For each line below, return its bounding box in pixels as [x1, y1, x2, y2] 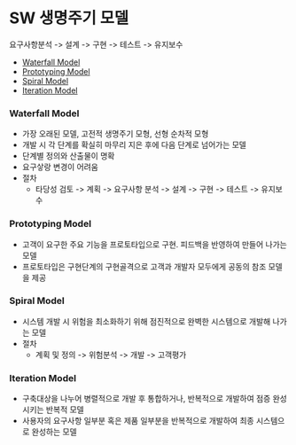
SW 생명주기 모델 [9, 8, 129, 28]
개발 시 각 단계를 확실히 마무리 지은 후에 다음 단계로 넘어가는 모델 [21, 139, 246, 151]
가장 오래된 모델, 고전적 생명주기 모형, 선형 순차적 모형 [21, 129, 209, 139]
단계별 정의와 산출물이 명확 [21, 151, 115, 161]
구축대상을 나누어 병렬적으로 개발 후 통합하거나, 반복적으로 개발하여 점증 [21, 394, 271, 404]
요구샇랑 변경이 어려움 [21, 161, 99, 173]
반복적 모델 [45, 404, 84, 415]
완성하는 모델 [31, 426, 77, 437]
